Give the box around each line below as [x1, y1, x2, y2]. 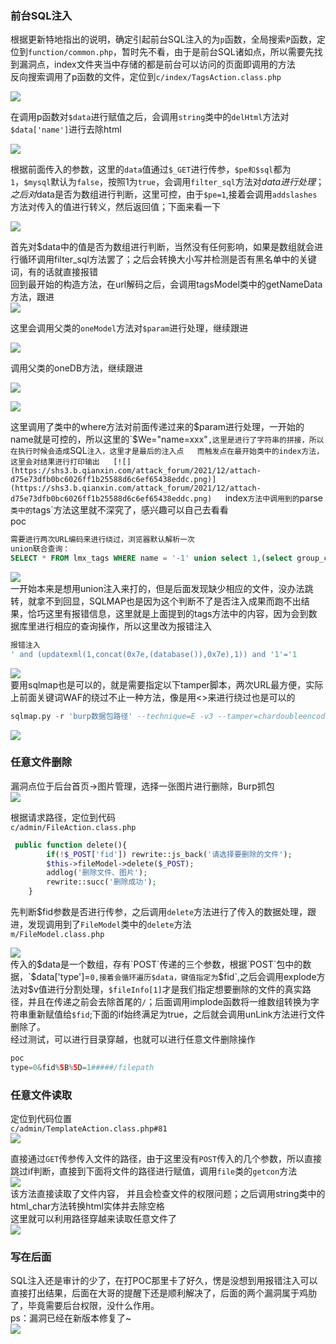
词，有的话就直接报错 [10, 266, 98, 278]
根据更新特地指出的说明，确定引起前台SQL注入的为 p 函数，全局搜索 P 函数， [10, 33, 317, 46]
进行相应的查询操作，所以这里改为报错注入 [36, 620, 212, 632]
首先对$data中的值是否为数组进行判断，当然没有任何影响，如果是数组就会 [10, 241, 315, 253]
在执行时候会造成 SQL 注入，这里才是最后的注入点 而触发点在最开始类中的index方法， [10, 445, 325, 457]
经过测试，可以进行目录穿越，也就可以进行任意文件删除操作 [10, 1033, 256, 1046]
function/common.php [28, 48, 114, 58]
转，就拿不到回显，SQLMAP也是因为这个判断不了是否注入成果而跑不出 [10, 595, 302, 607]
